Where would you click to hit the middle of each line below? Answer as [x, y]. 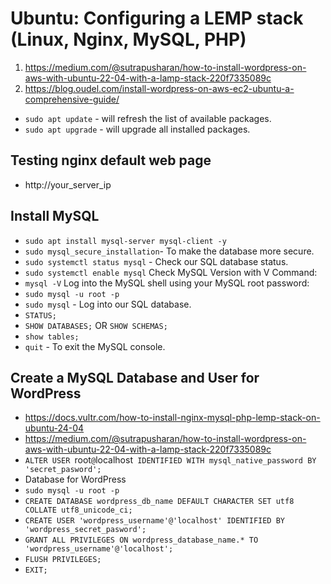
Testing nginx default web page [111, 160]
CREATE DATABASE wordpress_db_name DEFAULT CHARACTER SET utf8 [159, 502]
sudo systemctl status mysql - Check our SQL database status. [156, 261]
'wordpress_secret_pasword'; [85, 530]
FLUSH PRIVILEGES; [63, 560]
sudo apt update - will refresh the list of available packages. [148, 118]
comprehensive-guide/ [72, 99]
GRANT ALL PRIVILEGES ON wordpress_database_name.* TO [141, 540]
